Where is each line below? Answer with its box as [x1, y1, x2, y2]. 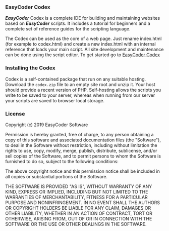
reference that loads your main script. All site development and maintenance [5, 47, 164, 53]
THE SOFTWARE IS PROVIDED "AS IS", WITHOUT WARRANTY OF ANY [5, 183, 152, 189]
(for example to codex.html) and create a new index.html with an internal [5, 41, 156, 47]
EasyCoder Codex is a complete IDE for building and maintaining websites [5, 15, 160, 21]
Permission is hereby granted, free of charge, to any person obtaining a [5, 131, 154, 137]
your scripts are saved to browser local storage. [5, 97, 105, 103]
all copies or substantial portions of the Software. [5, 173, 107, 179]
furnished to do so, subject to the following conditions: [5, 158, 119, 164]
